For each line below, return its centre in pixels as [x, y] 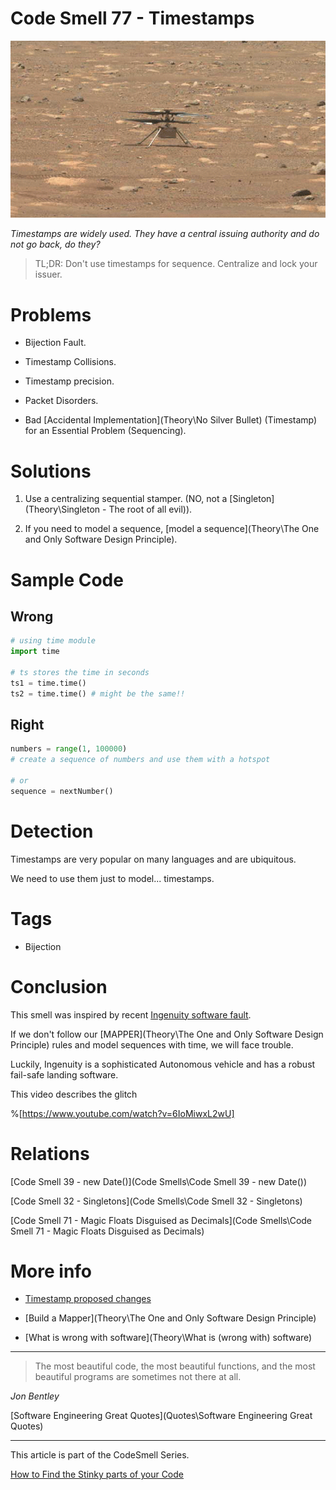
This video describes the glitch [74, 1094]
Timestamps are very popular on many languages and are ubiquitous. [153, 859]
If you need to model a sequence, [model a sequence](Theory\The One [172, 529]
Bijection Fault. [55, 343]
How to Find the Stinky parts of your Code [97, 1474]
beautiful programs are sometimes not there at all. [138, 1377]
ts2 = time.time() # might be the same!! [98, 693]
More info [51, 1271]
